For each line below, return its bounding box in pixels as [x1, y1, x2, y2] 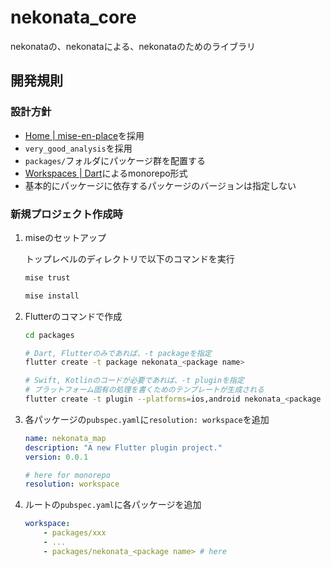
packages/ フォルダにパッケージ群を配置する [24, 154, 206, 166]
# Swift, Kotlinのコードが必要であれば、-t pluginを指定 [24, 376, 245, 386]
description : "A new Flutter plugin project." [24, 442, 223, 453]
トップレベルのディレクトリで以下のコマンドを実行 [24, 252, 235, 265]
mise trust [24, 272, 71, 283]
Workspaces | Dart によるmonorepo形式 [24, 167, 188, 179]
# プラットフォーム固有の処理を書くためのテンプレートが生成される [24, 385, 265, 395]
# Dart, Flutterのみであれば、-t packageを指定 [24, 348, 212, 358]
